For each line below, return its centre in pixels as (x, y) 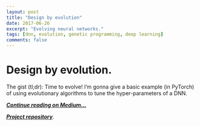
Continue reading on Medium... (46, 105)
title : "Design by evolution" (44, 18)
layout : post (23, 12)
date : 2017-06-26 (28, 23)
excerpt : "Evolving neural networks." (55, 29)
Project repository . (30, 116)
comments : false (27, 40)
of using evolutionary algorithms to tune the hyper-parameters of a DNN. (97, 93)
